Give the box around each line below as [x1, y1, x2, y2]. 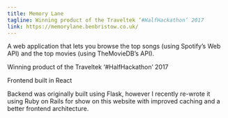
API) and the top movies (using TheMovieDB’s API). [7, 49, 155, 58]
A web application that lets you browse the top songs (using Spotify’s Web [7, 42, 221, 51]
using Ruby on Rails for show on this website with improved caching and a [7, 97, 221, 106]
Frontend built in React [7, 76, 73, 85]
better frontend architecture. [7, 105, 89, 113]
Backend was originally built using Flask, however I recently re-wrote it [7, 90, 211, 98]
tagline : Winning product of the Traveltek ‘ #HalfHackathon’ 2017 [7, 17, 204, 24]
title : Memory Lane [7, 10, 64, 17]
